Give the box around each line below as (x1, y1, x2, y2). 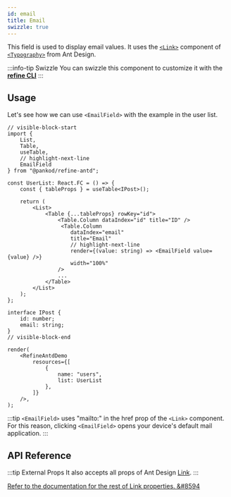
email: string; (20, 321, 65, 329)
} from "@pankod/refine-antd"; (7, 167, 99, 175)
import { (7, 130, 33, 137)
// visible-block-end (7, 334, 71, 341)
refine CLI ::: (7, 71, 44, 80)
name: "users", (57, 371, 102, 378)
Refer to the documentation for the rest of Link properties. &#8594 (7, 482, 201, 490)
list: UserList (57, 377, 102, 384)
